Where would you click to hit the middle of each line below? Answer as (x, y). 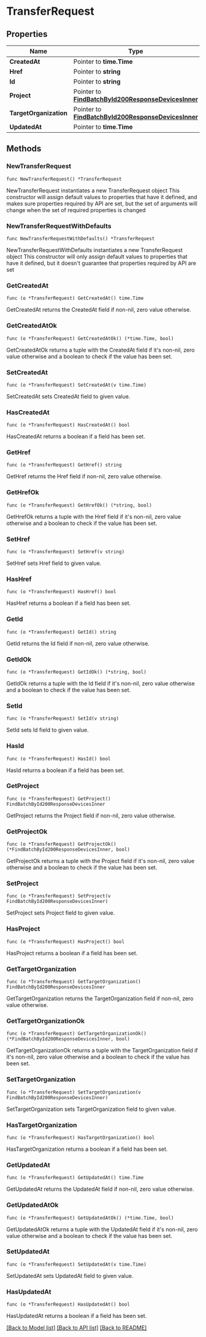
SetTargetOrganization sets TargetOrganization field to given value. (91, 1109)
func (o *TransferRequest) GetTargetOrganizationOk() (77, 1034)
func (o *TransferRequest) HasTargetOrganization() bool (81, 1138)
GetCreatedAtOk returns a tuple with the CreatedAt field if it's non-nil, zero (101, 350)
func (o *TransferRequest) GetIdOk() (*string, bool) (77, 672)
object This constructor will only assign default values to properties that (97, 256)
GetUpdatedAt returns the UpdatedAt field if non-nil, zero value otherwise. (100, 1189)
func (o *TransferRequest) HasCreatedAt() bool (68, 425)
